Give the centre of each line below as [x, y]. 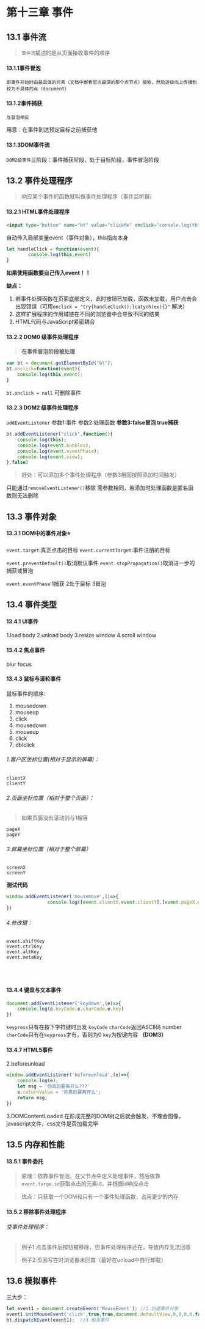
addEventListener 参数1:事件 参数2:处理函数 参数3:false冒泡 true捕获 [92, 423]
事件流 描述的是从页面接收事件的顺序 [66, 53]
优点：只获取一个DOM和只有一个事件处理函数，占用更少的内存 [100, 1197]
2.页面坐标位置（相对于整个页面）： [50, 797]
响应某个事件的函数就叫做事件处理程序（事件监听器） [88, 197]
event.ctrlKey [24, 947]
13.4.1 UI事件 [22, 621]
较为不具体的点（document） [38, 89]
